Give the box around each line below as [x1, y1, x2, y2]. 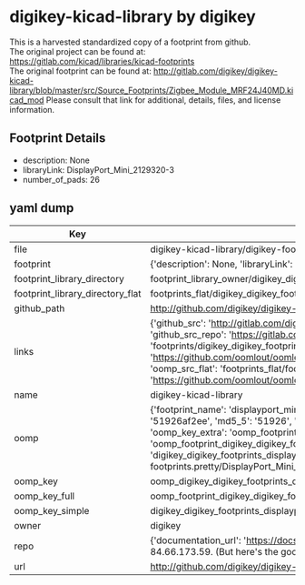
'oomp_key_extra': [149, 426, 228, 439]
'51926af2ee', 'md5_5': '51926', [149, 414, 292, 427]
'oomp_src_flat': [149, 362, 218, 375]
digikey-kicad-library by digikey [9, 6, 256, 27]
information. [9, 104, 55, 115]
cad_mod [9, 94, 44, 106]
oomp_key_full [14, 489, 75, 502]
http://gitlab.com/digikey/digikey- [152, 66, 279, 76]
